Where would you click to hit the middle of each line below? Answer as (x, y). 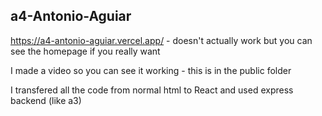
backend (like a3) (46, 100)
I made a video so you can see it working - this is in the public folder (151, 70)
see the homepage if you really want (85, 51)
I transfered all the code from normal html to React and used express (152, 90)
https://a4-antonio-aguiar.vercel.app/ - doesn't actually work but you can (161, 40)
